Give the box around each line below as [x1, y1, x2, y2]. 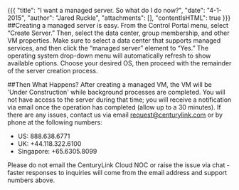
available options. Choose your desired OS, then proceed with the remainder [7, 59, 232, 67]
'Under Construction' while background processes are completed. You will [7, 88, 225, 96]
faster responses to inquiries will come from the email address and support [7, 169, 228, 176]
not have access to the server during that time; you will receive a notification [7, 95, 232, 104]
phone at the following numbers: [7, 118, 102, 127]
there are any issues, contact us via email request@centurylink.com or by [7, 110, 223, 119]
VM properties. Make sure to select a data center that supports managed [7, 36, 221, 45]
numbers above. [7, 176, 55, 184]
